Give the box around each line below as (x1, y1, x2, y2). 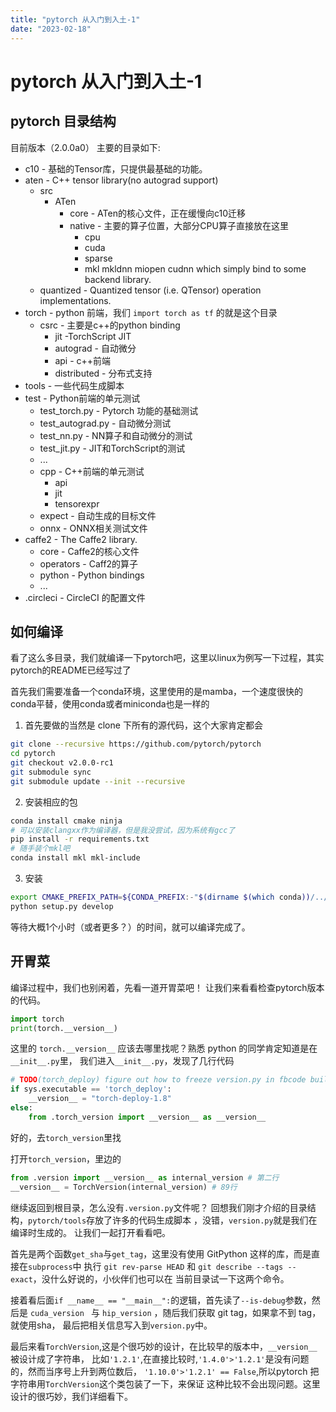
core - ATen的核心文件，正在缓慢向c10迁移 (69, 207, 246, 219)
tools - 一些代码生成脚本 (24, 379, 125, 391)
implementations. (39, 294, 112, 306)
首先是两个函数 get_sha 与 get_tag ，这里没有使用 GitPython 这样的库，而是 (10, 1247, 312, 1260)
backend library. (84, 273, 152, 285)
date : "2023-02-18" (10, 24, 92, 34)
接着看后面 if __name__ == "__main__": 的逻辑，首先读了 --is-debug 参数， (10, 1294, 312, 1306)
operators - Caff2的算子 (39, 557, 139, 570)
